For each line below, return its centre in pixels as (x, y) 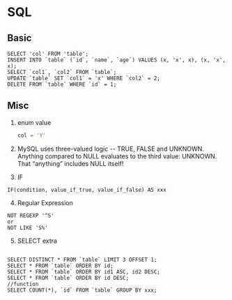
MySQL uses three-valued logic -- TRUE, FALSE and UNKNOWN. (110, 149)
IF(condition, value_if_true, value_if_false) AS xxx (87, 190)
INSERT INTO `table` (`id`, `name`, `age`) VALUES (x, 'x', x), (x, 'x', (117, 60)
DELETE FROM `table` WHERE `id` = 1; (62, 84)
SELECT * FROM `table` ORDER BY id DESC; (68, 278)
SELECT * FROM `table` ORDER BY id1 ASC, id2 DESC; (84, 272)
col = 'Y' (32, 135)
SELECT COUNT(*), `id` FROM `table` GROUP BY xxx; (82, 290)
